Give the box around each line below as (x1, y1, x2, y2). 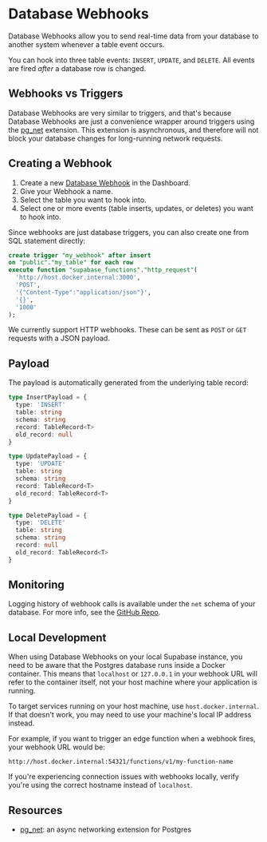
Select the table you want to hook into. (19, 195, 147, 205)
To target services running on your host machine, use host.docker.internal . (8, 701, 260, 711)
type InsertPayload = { (8, 393, 88, 402)
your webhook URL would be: (8, 742, 105, 752)
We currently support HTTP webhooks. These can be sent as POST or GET (8, 325, 247, 335)
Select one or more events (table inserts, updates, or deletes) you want (19, 203, 253, 212)
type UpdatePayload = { (8, 452, 88, 460)
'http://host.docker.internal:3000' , (15, 273, 141, 282)
